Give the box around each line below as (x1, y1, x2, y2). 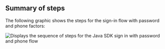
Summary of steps (5, 4, 65, 13)
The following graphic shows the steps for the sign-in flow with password (5, 17, 159, 23)
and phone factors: (5, 23, 45, 29)
